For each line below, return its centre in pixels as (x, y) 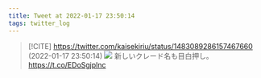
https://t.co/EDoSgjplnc (67, 64)
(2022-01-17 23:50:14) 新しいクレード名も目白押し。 (120, 55)
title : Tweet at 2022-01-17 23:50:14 (72, 16)
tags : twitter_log (39, 23)
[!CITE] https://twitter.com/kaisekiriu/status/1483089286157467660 (141, 46)
